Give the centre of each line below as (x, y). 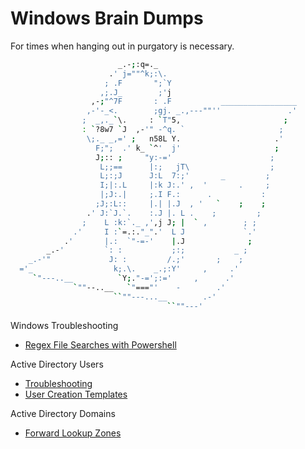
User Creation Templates (76, 394)
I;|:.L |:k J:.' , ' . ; (185, 185)
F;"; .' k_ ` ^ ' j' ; (187, 148)
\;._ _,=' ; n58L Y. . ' (185, 138)
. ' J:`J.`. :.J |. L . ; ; (174, 213)
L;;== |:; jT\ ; (187, 167)
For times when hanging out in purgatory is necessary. (122, 46)
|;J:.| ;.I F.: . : (183, 195)
